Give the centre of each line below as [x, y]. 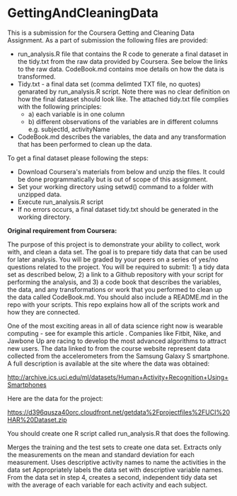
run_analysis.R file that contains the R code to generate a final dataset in [123, 54]
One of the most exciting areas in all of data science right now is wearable [115, 326]
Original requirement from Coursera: [62, 230]
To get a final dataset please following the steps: [78, 158]
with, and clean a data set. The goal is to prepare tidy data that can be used [117, 252]
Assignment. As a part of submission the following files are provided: [108, 40]
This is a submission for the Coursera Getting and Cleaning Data [101, 33]
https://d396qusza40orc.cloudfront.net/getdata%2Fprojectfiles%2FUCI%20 [119, 412]
